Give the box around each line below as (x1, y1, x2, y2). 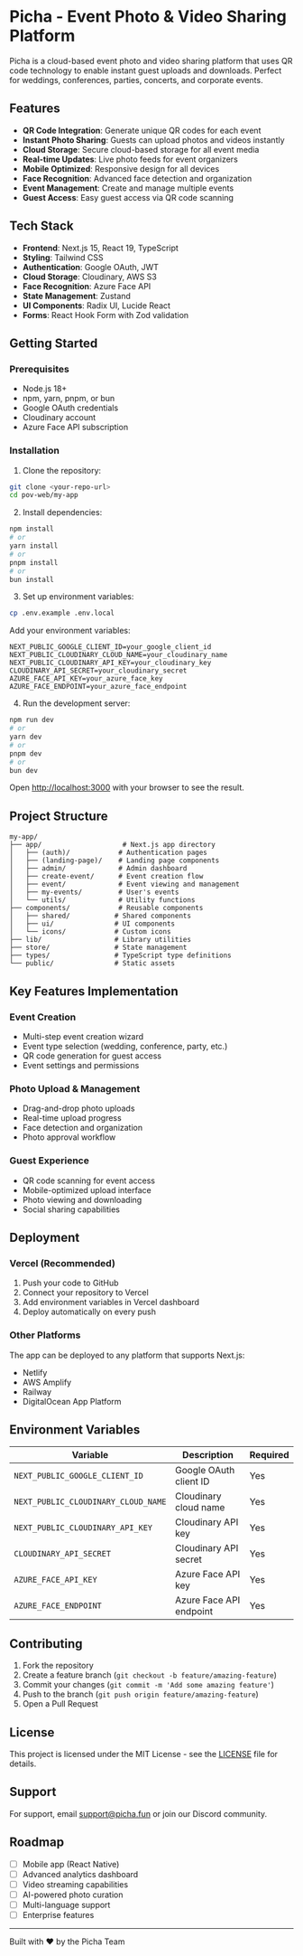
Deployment (9, 1229, 80, 1245)
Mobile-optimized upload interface (22, 1184, 151, 1195)
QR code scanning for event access (22, 1175, 156, 1186)
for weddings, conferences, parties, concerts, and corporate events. (9, 74, 263, 85)
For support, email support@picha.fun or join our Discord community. (9, 1808, 268, 1819)
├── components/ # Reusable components (9, 904, 204, 913)
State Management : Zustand (22, 290, 131, 301)
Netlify (22, 1367, 48, 1378)
